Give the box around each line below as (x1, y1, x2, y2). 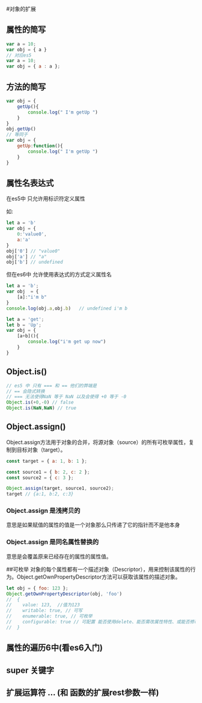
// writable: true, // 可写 (6, 608, 83, 614)
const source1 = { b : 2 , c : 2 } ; (6, 469, 90, 475)
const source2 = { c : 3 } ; (6, 474, 74, 481)
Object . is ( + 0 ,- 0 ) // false (6, 399, 74, 406)
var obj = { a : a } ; (6, 63, 61, 69)
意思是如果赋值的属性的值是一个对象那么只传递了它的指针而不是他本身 (6, 521, 180, 529)
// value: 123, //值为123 (6, 602, 80, 608)
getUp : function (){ (17, 143, 63, 149)
